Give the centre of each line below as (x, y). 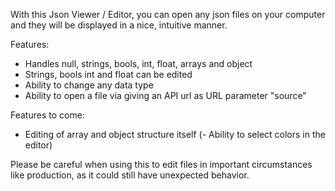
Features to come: (47, 115)
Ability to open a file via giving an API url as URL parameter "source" (165, 95)
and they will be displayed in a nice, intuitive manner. (119, 25)
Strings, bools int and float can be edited (108, 74)
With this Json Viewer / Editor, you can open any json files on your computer (168, 14)
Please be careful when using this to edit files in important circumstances (161, 164)
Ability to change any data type (89, 85)
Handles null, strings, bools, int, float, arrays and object (138, 63)
